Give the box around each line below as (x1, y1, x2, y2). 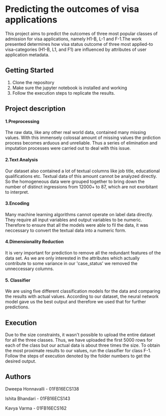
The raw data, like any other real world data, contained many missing (5, 130, 146, 136)
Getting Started (5, 66, 54, 75)
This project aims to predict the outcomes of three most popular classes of (5, 30, 158, 36)
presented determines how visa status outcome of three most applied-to (5, 41, 154, 47)
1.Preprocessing (5, 118, 40, 124)
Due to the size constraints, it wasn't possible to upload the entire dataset (5, 331, 156, 337)
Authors (5, 373, 31, 381)
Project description (5, 105, 66, 113)
